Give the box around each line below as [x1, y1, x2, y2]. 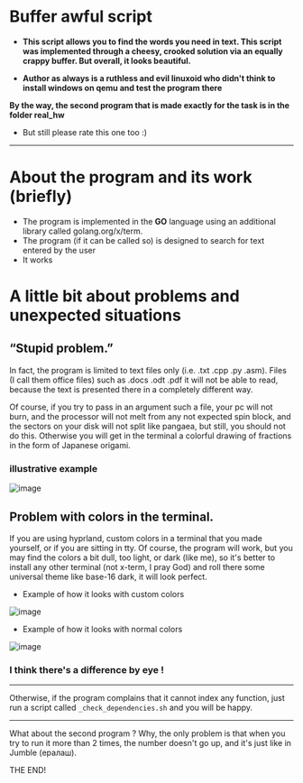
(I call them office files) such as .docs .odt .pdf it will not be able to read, [9, 374, 279, 385]
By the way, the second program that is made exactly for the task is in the [9, 99, 290, 110]
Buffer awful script [9, 6, 153, 27]
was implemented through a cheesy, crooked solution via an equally [22, 45, 284, 56]
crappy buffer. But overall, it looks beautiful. [22, 55, 191, 66]
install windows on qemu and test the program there [22, 82, 223, 93]
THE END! [9, 765, 47, 776]
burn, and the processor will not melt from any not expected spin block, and [9, 410, 291, 421]
